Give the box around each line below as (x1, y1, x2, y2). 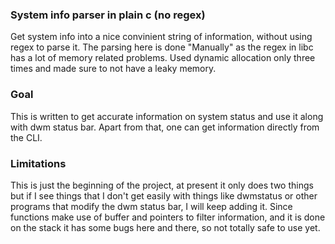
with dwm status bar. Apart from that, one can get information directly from (10, 121, 320, 133)
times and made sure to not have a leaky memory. (10, 63, 217, 75)
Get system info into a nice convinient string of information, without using (10, 31, 313, 43)
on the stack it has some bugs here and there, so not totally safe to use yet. (10, 221, 321, 233)
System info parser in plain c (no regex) (10, 8, 206, 22)
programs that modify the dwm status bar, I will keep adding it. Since (10, 200, 293, 212)
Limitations (10, 156, 67, 170)
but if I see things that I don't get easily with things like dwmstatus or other (10, 189, 318, 202)
